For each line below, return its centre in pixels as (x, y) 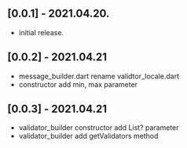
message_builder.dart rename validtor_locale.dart (99, 76)
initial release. (41, 32)
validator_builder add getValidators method (88, 136)
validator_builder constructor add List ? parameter (99, 128)
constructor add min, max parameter (78, 84)
